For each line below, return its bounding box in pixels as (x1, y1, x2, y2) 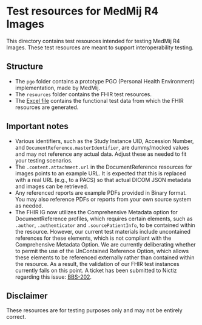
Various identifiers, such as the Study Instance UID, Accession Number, (15, 137, 194, 144)
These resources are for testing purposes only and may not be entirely (6, 307, 183, 314)
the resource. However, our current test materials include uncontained (15, 228, 191, 235)
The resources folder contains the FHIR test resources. (15, 90, 152, 98)
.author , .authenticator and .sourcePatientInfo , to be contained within (15, 221, 195, 229)
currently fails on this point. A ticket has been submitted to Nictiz (15, 267, 177, 274)
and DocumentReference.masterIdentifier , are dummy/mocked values (15, 144, 189, 151)
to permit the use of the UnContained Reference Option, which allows (15, 247, 189, 254)
